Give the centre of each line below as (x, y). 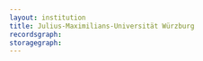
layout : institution (48, 17)
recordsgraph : (36, 34)
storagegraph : (36, 43)
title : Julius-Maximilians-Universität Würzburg (102, 26)
